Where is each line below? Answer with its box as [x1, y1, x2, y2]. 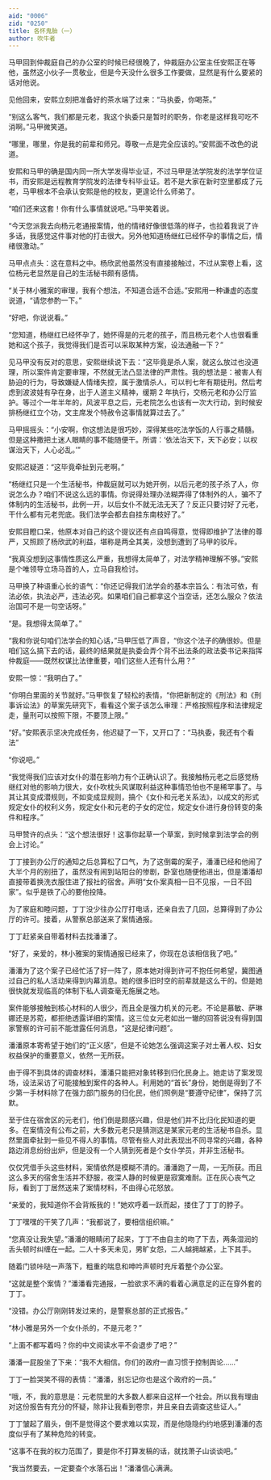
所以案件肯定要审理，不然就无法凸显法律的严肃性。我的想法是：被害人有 [22, 367, 263, 377]
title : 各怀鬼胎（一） [8, 27, 77, 35]
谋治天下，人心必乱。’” [8, 445, 81, 455]
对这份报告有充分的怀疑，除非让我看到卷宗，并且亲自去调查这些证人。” [8, 1402, 242, 1411]
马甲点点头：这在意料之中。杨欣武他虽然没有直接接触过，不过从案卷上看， [8, 258, 256, 268]
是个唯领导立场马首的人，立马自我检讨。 [8, 564, 143, 574]
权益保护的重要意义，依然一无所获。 [8, 1050, 129, 1060]
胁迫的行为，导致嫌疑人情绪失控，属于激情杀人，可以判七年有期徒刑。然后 [8, 377, 256, 388]
